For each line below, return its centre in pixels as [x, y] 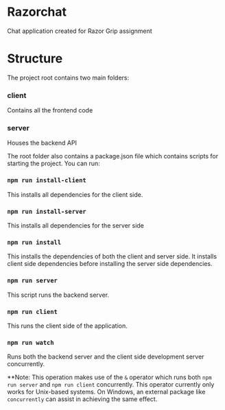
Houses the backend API [42, 143]
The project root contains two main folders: [68, 77]
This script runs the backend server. [58, 295]
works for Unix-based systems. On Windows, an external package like [106, 392]
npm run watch [31, 342]
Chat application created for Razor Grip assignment [80, 31]
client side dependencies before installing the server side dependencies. [110, 264]
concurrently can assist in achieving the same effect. [82, 399]
